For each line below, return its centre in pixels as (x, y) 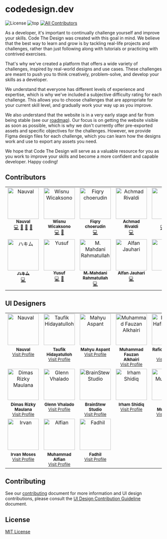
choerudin (95, 226)
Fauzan (131, 354)
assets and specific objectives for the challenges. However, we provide (78, 130)
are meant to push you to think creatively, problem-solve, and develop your (82, 74)
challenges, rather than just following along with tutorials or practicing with (82, 48)
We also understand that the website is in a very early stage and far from (80, 115)
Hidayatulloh (59, 354)
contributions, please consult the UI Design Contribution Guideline (73, 499)
